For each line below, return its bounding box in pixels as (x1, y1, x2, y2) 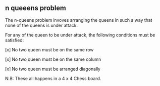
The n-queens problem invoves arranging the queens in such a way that (5, 17, 153, 23)
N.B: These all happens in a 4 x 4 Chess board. (5, 75, 102, 81)
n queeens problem (5, 4, 66, 12)
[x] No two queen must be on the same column (5, 56, 102, 62)
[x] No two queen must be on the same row (5, 46, 94, 52)
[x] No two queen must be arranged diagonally (5, 66, 101, 72)
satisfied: (5, 37, 24, 43)
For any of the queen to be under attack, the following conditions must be (5, 32, 155, 38)
